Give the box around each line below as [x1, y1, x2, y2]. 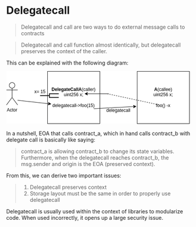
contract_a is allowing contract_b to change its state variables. [20, 148, 174, 155]
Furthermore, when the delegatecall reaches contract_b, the [20, 154, 169, 161]
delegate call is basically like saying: [6, 136, 96, 143]
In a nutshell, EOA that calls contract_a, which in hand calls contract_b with [6, 130, 191, 137]
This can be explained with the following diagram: [6, 59, 128, 66]
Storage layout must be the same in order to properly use [29, 189, 171, 197]
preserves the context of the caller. [20, 47, 108, 54]
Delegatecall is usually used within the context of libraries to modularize [6, 207, 183, 215]
